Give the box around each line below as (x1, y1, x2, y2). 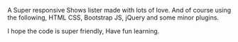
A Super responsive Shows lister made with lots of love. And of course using (7, 6, 232, 14)
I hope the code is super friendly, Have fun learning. (7, 27, 160, 35)
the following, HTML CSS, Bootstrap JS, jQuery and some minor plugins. (7, 13, 219, 22)
